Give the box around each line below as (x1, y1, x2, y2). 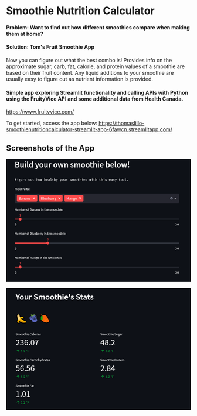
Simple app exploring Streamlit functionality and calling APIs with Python (6, 89, 189, 96)
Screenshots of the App (6, 143, 95, 153)
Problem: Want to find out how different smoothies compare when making (6, 24, 191, 31)
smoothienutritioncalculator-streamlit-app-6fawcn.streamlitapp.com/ (6, 126, 173, 133)
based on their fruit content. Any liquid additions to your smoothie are (6, 69, 174, 76)
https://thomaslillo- (98, 119, 145, 127)
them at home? (6, 30, 44, 37)
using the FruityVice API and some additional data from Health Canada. (6, 95, 184, 102)
